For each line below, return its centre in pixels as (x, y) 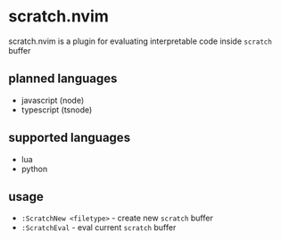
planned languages (63, 79)
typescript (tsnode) (57, 110)
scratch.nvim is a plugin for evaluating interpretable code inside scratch (140, 41)
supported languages (70, 138)
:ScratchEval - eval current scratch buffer (99, 228)
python (34, 169)
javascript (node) (53, 100)
